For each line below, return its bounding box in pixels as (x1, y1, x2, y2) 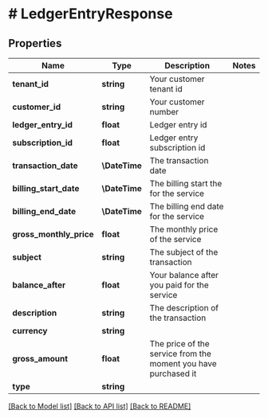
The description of (149, 303, 219, 313)
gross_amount (12, 354, 69, 364)
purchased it (149, 368, 197, 379)
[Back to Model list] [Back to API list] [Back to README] (8, 401, 191, 411)
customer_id (12, 101, 61, 112)
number (149, 107, 179, 117)
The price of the (149, 338, 210, 349)
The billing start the (149, 178, 223, 189)
